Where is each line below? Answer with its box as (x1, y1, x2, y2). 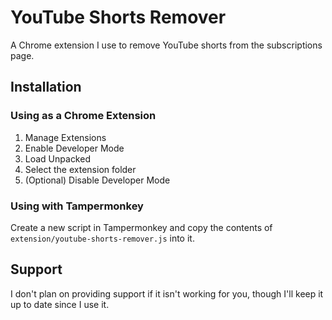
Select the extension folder (24, 163, 137, 175)
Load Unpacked (24, 152, 91, 165)
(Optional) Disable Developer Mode (24, 174, 171, 186)
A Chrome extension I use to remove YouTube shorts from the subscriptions (10, 39, 323, 51)
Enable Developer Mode (24, 142, 125, 154)
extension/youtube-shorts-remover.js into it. (10, 232, 195, 244)
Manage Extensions (24, 131, 107, 143)
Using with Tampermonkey (10, 199, 144, 213)
